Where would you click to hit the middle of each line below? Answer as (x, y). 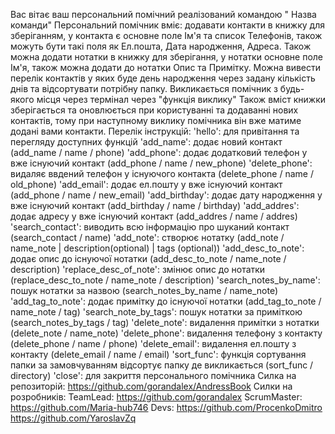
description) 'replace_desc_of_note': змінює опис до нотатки (138, 269)
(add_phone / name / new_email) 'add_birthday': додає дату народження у (166, 195)
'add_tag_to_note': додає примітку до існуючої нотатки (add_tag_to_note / (166, 301)
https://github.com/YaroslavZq (73, 418)
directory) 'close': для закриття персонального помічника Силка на (153, 375)
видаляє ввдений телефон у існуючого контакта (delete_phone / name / (162, 173)
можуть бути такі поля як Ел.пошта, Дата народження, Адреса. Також (161, 46)
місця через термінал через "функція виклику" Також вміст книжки (181, 99)
